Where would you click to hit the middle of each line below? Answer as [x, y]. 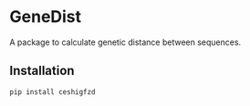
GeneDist [46, 17]
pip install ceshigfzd [52, 92]
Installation [42, 71]
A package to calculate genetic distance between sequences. [125, 42]
